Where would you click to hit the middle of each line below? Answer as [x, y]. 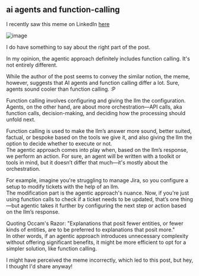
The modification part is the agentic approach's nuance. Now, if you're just [98, 193]
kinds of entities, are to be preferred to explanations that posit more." [91, 229]
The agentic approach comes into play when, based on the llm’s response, [97, 150]
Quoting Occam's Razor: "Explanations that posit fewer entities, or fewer [95, 223]
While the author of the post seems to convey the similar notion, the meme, [98, 76]
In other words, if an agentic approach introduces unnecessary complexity [97, 236]
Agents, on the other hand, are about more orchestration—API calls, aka [94, 107]
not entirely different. [32, 65]
